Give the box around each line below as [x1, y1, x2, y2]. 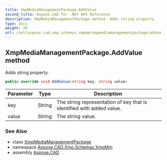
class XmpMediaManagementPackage [12, 139, 91, 145]
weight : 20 [5, 26, 28, 31]
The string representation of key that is [56, 99, 148, 106]
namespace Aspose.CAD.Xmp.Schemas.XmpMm [12, 144, 113, 150]
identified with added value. [56, 105, 122, 111]
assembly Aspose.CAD [12, 149, 60, 155]
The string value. [56, 112, 96, 119]
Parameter [7, 90, 33, 97]
